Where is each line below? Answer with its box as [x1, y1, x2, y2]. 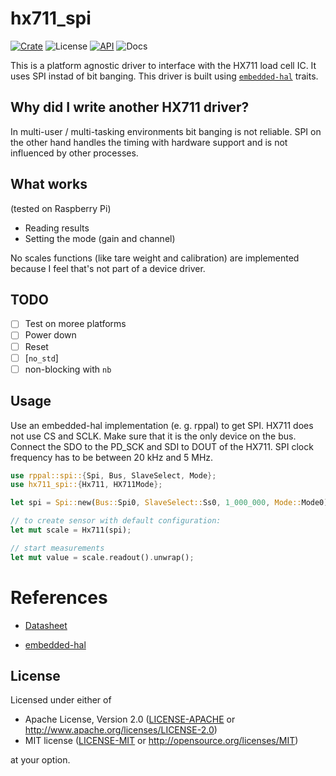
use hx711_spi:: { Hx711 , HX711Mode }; [10, 480, 163, 490]
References [10, 586, 108, 609]
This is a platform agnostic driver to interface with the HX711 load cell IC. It [10, 59, 317, 71]
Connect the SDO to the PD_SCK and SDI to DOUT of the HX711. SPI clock [10, 440, 314, 452]
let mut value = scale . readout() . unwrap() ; [10, 552, 195, 562]
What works [10, 176, 88, 193]
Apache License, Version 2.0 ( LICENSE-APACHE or [24, 713, 236, 726]
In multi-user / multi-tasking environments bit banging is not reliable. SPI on [10, 125, 322, 137]
